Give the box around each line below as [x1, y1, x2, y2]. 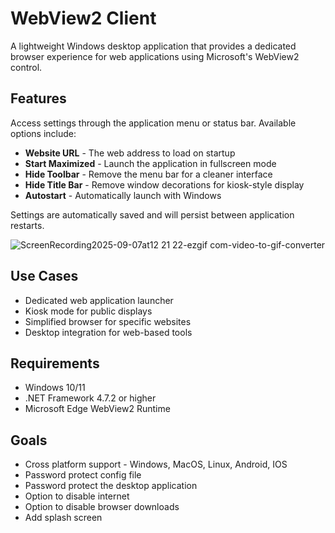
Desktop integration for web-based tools [24, 326, 193, 338]
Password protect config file [24, 469, 142, 481]
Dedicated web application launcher [24, 294, 174, 306]
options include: [10, 127, 77, 139]
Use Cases [10, 268, 79, 285]
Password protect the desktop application [24, 480, 198, 492]
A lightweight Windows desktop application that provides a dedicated [10, 40, 297, 52]
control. [10, 61, 43, 73]
